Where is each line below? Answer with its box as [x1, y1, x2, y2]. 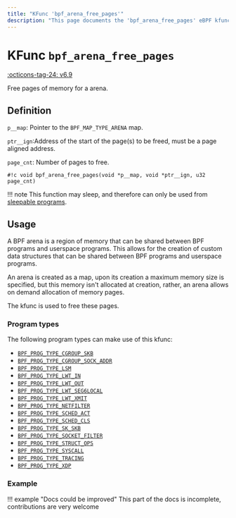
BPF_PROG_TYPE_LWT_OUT [17, 380, 84, 388]
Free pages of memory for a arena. [7, 84, 109, 92]
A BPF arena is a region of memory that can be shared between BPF [7, 237, 205, 245]
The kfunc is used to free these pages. [7, 302, 119, 310]
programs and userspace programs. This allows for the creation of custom [7, 245, 223, 253]
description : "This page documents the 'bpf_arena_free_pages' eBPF [7, 17, 212, 24]
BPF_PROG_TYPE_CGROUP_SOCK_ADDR [17, 357, 112, 365]
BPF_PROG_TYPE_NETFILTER [17, 402, 91, 409]
